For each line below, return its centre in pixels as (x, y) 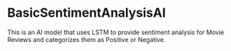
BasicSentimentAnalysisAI (86, 13)
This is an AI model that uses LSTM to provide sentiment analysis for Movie (116, 32)
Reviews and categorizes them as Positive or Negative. (86, 39)
